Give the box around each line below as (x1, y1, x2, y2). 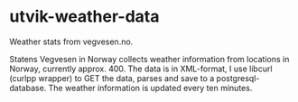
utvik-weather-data (9, 6, 160, 27)
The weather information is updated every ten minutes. (48, 82, 253, 93)
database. (9, 82, 47, 93)
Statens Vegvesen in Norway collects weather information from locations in (9, 53, 290, 64)
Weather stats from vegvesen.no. (9, 36, 134, 47)
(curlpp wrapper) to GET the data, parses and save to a (9, 72, 215, 83)
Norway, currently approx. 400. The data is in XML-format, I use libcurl (9, 63, 273, 74)
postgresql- (216, 72, 260, 83)
